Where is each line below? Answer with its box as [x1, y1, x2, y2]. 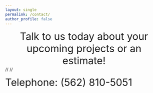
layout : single [5, 7, 37, 12]
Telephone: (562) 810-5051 [5, 76, 132, 89]
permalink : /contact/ [5, 12, 50, 17]
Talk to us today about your [19, 30, 148, 43]
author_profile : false [5, 16, 52, 21]
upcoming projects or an [26, 42, 141, 55]
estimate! [62, 54, 106, 67]
